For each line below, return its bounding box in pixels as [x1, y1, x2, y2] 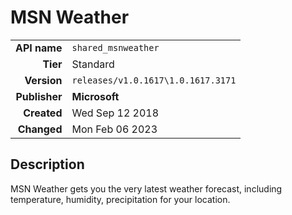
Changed [17, 122, 63, 136]
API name [15, 41, 63, 55]
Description [10, 156, 85, 173]
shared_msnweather [71, 42, 160, 53]
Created [23, 106, 63, 120]
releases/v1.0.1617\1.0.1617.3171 [71, 74, 237, 86]
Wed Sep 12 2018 [71, 106, 160, 120]
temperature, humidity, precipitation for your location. [10, 193, 231, 205]
